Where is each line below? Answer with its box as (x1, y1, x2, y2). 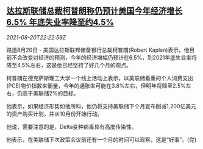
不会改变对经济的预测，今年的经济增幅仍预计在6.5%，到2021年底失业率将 (11, 54, 197, 61)
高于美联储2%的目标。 (22, 89, 79, 97)
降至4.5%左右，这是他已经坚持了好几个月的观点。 (6, 61, 132, 69)
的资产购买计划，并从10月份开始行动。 (6, 110, 103, 117)
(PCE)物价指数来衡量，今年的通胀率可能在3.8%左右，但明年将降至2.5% (6, 81, 186, 89)
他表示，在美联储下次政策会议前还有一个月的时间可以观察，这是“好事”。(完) (6, 136, 197, 143)
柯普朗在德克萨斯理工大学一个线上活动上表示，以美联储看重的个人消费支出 (6, 74, 193, 81)
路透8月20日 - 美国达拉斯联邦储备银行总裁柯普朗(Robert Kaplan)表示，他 (6, 46, 190, 54)
